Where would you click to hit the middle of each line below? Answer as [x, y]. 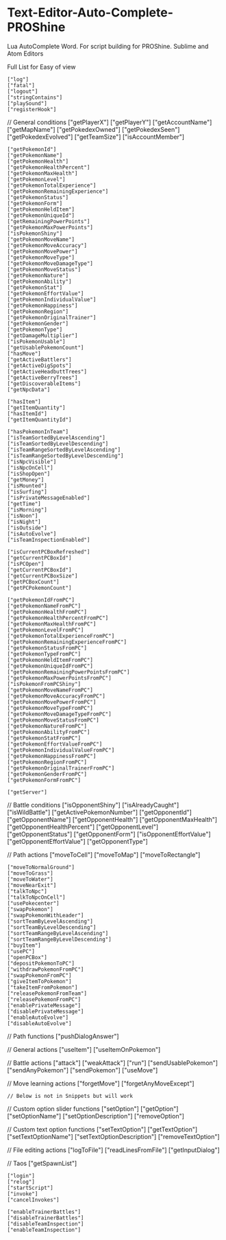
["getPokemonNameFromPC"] [44, 606]
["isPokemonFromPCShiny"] [44, 684]
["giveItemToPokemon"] [39, 981]
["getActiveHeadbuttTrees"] [47, 371]
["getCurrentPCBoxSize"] [42, 576]
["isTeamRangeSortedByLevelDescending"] [66, 456]
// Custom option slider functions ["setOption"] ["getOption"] [93, 1109]
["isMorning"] [27, 509]
